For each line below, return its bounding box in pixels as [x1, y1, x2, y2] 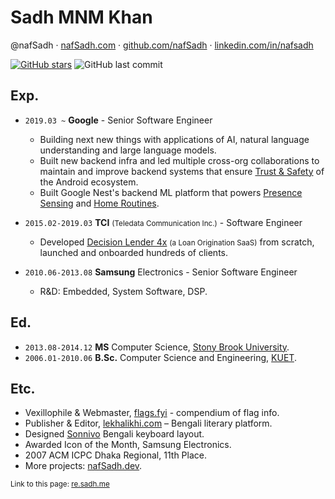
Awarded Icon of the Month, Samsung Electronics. [24, 439, 232, 451]
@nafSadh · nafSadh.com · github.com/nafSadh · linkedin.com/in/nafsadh [10, 39, 314, 51]
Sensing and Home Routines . [39, 197, 160, 209]
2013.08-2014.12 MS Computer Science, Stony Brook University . [24, 341, 290, 353]
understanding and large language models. [39, 144, 217, 156]
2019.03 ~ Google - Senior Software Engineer [24, 114, 213, 126]
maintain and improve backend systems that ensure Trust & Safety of [39, 165, 325, 177]
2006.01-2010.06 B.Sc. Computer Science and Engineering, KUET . [24, 351, 297, 363]
